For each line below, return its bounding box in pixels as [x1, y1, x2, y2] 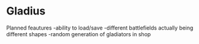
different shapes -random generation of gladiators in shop [6, 30, 151, 37]
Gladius [6, 4, 46, 18]
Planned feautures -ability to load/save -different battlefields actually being [6, 24, 194, 31]
